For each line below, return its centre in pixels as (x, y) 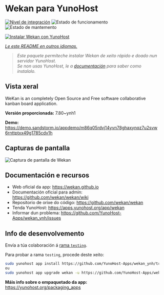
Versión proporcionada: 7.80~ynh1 (40, 113)
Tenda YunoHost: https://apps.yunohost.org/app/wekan (68, 208)
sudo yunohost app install (32, 264)
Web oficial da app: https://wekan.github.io (55, 187)
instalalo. (26, 71)
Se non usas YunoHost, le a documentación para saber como (79, 66)
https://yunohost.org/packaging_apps (43, 287)
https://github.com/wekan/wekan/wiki (50, 197)
